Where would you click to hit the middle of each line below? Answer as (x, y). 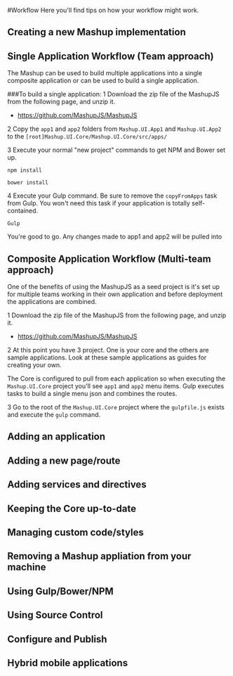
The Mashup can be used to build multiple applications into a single (105, 73)
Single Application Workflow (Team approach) (111, 56)
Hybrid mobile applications (68, 663)
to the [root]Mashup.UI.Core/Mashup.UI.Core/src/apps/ (87, 136)
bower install (28, 183)
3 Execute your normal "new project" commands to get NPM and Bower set (116, 150)
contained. (23, 211)
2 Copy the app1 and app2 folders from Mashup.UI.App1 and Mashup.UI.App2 (114, 129)
